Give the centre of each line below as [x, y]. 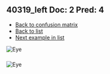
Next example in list [40, 37]
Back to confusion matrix [46, 24]
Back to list [29, 31]
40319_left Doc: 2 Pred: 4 [55, 10]
